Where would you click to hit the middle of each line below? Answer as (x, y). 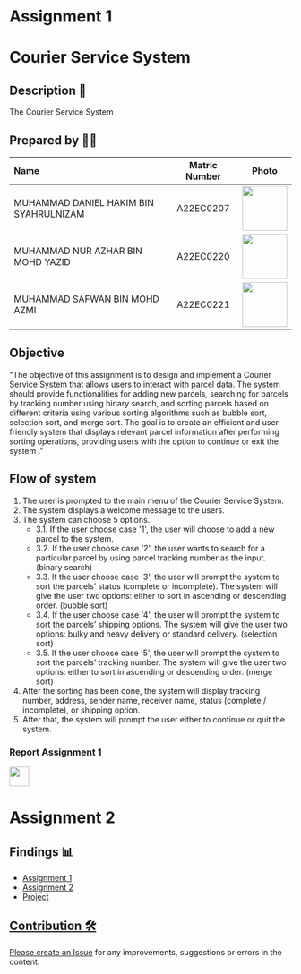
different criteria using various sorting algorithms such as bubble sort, (138, 413)
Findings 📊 (42, 852)
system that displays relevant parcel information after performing (159, 431)
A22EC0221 (203, 304)
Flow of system (53, 479)
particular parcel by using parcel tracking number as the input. (151, 558)
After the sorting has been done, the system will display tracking (141, 690)
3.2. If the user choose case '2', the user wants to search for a (150, 548)
